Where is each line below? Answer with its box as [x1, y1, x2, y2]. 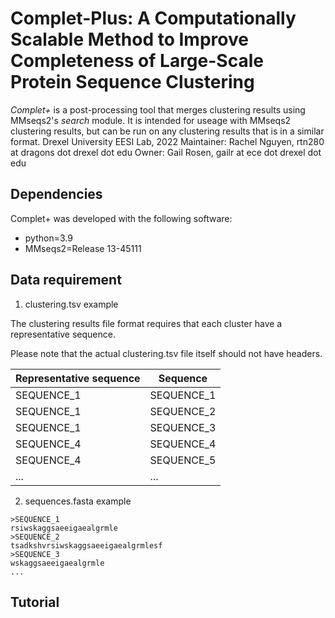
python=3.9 [24, 232, 73, 244]
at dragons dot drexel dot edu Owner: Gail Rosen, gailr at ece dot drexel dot [10, 146, 322, 158]
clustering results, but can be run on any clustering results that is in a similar [10, 125, 325, 137]
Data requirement [10, 272, 122, 289]
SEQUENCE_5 [149, 453, 217, 467]
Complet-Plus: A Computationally [10, 7, 297, 30]
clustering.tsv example [24, 298, 119, 310]
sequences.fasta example [24, 495, 132, 507]
